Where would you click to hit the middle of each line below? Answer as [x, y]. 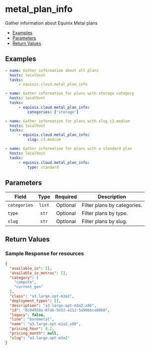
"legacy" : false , [28, 315]
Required [66, 197]
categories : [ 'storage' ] [53, 112]
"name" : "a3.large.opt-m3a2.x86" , [45, 324]
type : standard [43, 167]
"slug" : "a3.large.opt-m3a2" [40, 338]
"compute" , [25, 282]
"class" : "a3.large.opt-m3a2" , [42, 296]
